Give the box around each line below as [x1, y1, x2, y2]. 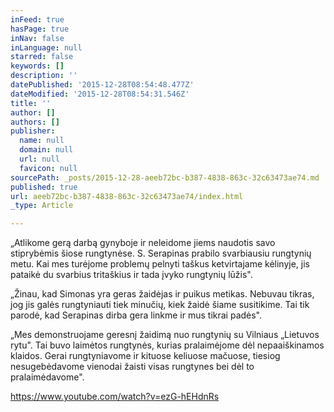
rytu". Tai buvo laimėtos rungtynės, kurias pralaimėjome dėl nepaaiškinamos [10, 339, 325, 351]
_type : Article [10, 201, 74, 211]
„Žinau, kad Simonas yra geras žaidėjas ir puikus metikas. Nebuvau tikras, [10, 288, 315, 300]
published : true [10, 182, 78, 192]
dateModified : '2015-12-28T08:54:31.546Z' [10, 89, 190, 99]
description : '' [10, 71, 78, 81]
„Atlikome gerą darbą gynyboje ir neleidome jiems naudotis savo [10, 237, 276, 249]
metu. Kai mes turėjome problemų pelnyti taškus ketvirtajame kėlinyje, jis [10, 258, 310, 270]
